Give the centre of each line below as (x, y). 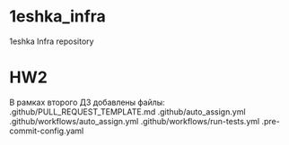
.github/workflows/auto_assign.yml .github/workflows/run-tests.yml (135, 121)
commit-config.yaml (47, 131)
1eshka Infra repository (52, 41)
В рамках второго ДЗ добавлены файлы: (88, 102)
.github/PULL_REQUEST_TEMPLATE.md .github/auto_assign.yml (127, 111)
